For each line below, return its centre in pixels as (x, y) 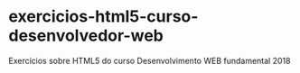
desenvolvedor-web (86, 36)
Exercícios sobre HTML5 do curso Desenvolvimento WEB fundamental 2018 (150, 60)
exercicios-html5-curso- (103, 17)
